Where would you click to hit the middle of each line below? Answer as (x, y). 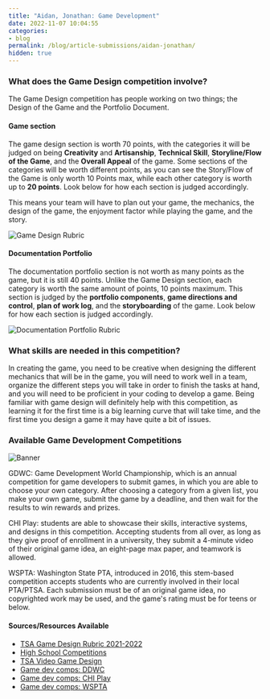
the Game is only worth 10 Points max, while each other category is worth (130, 178)
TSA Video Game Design (61, 660)
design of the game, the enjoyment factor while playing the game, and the (131, 211)
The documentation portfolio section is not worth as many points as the (127, 271)
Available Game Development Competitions (95, 440)
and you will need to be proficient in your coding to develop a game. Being (131, 394)
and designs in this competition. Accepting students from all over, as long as (135, 531)
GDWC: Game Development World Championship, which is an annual (123, 474)
